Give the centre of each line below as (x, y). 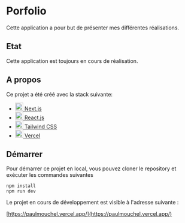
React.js (34, 117)
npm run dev (21, 191)
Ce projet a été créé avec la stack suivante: (59, 94)
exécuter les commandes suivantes (50, 175)
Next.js (33, 109)
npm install (21, 186)
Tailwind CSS (41, 126)
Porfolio (26, 11)
